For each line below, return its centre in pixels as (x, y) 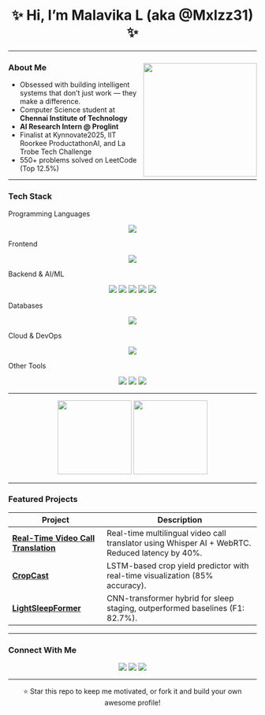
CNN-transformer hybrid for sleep (170, 598)
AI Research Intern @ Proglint (69, 127)
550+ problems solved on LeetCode (78, 160)
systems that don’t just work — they (78, 93)
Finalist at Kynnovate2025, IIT (68, 135)
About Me (28, 67)
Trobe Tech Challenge (56, 152)
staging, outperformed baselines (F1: (175, 608)
